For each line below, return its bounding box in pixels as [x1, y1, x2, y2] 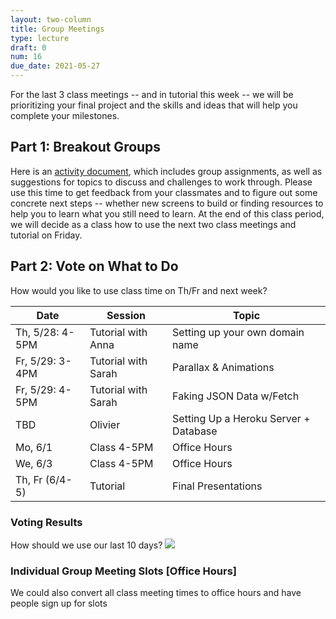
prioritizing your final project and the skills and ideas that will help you [10, 99, 298, 111]
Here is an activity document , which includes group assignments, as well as [10, 165, 323, 177]
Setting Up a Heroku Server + [172, 411, 311, 425]
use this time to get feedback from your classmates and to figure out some [10, 186, 318, 198]
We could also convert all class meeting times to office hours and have [10, 587, 302, 599]
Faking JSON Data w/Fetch [172, 389, 300, 403]
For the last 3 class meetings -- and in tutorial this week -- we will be [10, 89, 294, 100]
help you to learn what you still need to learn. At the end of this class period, [10, 207, 325, 220]
